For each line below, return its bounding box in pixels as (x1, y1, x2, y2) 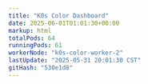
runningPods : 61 (8, 42, 62, 50)
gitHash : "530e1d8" (8, 64, 74, 72)
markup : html (8, 26, 52, 34)
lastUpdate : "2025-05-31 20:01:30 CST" (8, 57, 142, 65)
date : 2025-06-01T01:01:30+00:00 (8, 19, 120, 27)
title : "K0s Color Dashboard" (8, 11, 110, 20)
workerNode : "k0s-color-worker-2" (8, 49, 124, 57)
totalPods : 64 (8, 34, 56, 42)
